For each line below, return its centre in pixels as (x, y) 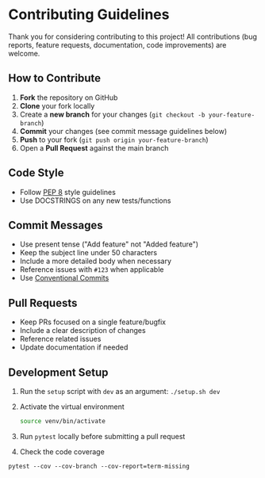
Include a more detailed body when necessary (96, 261)
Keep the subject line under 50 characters (88, 253)
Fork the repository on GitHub (69, 98)
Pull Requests (43, 303)
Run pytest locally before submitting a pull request (102, 436)
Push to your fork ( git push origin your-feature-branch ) (114, 140)
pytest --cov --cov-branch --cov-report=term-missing (99, 466)
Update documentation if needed (74, 347)
